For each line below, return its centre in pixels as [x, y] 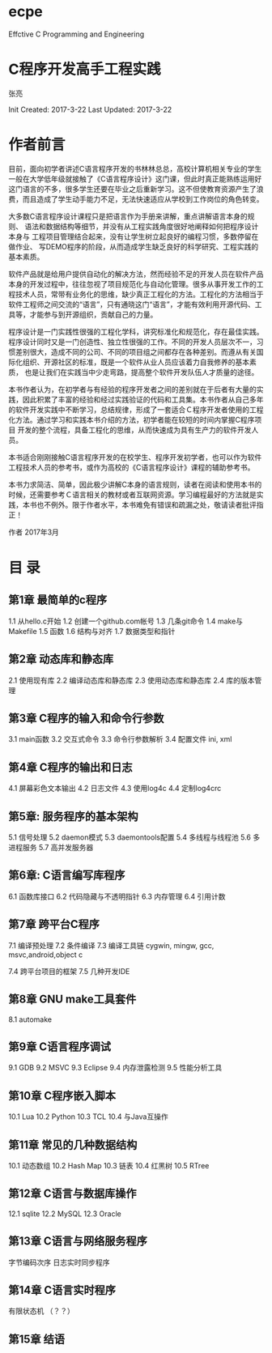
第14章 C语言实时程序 [62, 1290]
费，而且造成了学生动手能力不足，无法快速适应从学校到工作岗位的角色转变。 [136, 199]
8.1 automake [30, 1019]
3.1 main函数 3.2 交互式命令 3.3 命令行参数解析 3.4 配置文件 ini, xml [120, 739]
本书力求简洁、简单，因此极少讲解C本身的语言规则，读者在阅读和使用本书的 [135, 484]
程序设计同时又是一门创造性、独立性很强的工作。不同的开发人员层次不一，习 [136, 342]
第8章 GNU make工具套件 [72, 1000]
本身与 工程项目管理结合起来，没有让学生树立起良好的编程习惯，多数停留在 [134, 236]
